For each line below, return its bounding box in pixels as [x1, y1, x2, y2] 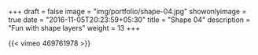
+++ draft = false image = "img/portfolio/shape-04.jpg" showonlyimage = [8, 7, 247, 16]
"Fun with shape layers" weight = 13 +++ [8, 24, 140, 32]
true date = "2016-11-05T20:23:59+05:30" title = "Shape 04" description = [8, 15, 251, 24]
